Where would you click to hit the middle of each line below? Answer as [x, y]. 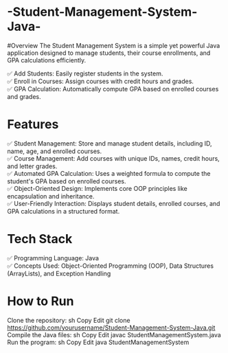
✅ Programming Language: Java [53, 258]
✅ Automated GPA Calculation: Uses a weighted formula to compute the [109, 173]
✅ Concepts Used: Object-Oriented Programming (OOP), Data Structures [111, 266]
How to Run [41, 301]
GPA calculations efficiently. [47, 60]
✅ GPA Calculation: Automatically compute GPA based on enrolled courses [113, 89]
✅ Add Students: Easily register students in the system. [85, 73]
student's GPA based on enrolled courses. [67, 181]
